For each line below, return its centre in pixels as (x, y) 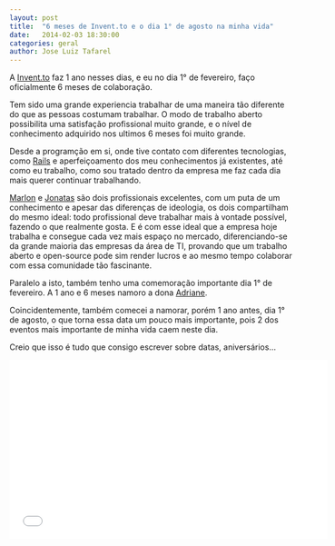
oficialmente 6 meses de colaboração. (81, 87)
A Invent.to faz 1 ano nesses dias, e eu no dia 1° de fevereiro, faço (133, 77)
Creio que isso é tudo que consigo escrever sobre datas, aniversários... (143, 347)
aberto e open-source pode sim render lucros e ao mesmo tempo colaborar (151, 256)
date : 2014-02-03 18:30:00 (64, 35)
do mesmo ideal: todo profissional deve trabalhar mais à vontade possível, (148, 217)
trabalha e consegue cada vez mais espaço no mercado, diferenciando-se (148, 236)
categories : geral (44, 43)
